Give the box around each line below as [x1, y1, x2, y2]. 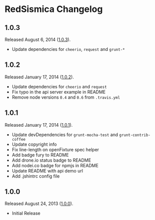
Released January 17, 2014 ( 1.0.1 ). [4, 122, 73, 128]
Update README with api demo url [11, 168, 83, 174]
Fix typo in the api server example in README [11, 89, 106, 95]
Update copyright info [11, 141, 57, 147]
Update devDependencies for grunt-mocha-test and [11, 131, 118, 138]
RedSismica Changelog [4, 3, 103, 15]
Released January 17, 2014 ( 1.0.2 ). [4, 74, 74, 80]
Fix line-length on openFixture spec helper [11, 146, 99, 153]
